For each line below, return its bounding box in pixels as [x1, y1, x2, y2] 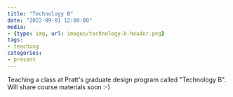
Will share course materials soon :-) [7, 82, 111, 91]
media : [7, 23, 27, 30]
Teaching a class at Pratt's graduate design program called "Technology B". [7, 75, 227, 84]
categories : [7, 50, 42, 57]
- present [7, 56, 36, 63]
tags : [7, 37, 23, 44]
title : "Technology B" [7, 10, 74, 18]
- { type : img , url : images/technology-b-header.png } [7, 30, 165, 37]
